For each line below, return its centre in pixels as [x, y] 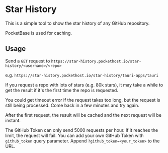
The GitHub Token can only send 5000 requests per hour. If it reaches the [82, 130]
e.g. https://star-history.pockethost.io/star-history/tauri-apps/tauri [82, 75]
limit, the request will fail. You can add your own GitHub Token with [75, 135]
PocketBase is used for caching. [38, 33]
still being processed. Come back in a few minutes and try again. [72, 105]
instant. [13, 120]
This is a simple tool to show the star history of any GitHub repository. [77, 23]
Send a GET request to [28, 61]
